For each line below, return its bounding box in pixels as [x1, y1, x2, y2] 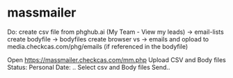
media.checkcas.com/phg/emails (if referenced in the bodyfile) [7, 42, 188, 50]
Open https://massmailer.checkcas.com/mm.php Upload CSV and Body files [7, 55, 226, 64]
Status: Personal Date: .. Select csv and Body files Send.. [7, 63, 170, 71]
